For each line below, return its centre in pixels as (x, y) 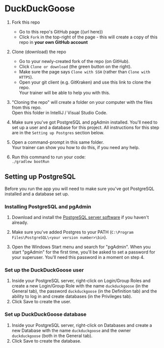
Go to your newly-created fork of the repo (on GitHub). (74, 61)
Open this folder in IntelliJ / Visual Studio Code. (59, 112)
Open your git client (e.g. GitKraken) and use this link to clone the (85, 82)
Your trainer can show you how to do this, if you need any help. (76, 147)
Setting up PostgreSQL (40, 177)
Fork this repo (26, 22)
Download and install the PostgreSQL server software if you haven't (80, 218)
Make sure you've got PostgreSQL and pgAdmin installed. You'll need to (84, 122)
